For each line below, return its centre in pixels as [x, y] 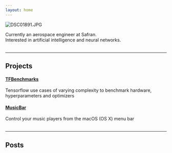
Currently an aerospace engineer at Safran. [51, 34]
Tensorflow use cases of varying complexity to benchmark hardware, [79, 90]
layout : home [19, 10]
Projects [19, 66]
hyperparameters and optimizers [40, 96]
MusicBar [16, 107]
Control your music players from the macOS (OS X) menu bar [70, 119]
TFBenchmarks [22, 79]
